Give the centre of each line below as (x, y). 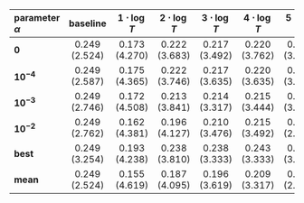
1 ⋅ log (131, 18)
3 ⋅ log (215, 18)
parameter (37, 18)
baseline (88, 23)
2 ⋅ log (173, 18)
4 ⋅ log (257, 18)
